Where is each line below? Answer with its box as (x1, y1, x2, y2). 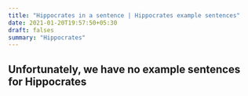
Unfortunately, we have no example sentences (8, 62, 241, 76)
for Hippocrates (8, 75, 87, 88)
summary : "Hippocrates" (8, 33, 86, 42)
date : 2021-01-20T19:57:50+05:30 (8, 19, 118, 27)
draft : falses (8, 26, 55, 34)
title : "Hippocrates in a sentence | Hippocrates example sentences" (8, 11, 241, 20)
